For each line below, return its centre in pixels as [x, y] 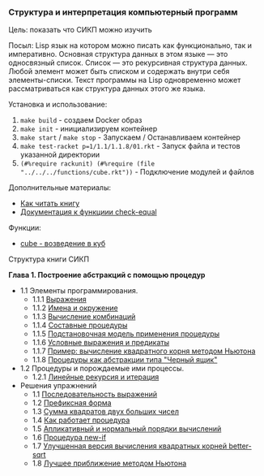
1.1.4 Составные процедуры [80, 325]
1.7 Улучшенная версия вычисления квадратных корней [130, 446]
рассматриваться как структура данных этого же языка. [107, 89]
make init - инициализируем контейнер [89, 129]
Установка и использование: [58, 105]
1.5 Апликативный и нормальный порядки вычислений [127, 429]
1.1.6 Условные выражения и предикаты [101, 343]
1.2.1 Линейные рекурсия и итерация [96, 377]
